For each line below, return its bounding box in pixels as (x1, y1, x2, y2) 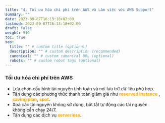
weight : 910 (5, 30, 30, 35)
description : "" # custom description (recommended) (9, 49, 121, 54)
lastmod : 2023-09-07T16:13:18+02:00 (5, 21, 81, 26)
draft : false (5, 26, 32, 31)
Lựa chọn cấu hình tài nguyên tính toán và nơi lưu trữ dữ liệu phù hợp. (12, 85, 155, 92)
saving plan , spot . (12, 96, 51, 102)
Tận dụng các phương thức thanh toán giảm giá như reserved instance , (12, 91, 160, 97)
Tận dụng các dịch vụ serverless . (12, 112, 82, 118)
